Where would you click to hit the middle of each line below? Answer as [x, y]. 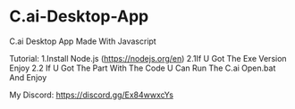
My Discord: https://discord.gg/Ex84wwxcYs [92, 95]
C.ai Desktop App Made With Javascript [83, 41]
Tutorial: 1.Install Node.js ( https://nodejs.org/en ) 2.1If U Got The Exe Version [148, 58]
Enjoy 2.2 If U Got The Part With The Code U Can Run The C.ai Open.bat [143, 68]
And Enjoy [28, 77]
